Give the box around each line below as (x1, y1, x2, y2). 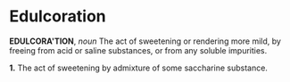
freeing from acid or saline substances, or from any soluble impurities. (9, 45, 268, 55)
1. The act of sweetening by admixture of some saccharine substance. (9, 62, 268, 73)
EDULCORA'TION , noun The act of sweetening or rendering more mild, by (9, 36, 281, 46)
